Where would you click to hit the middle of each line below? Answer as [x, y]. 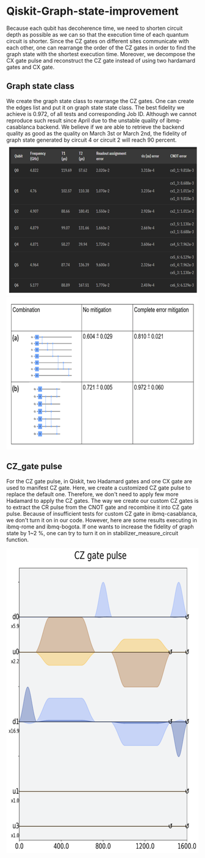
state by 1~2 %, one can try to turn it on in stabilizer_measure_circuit [92, 533]
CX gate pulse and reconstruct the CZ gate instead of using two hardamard [101, 60]
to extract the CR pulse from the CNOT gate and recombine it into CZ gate [99, 507]
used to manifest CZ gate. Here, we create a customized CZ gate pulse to [99, 488]
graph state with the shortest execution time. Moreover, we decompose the [101, 54]
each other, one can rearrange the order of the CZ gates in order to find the [101, 48]
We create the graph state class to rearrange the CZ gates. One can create [100, 101]
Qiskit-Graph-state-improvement [92, 11]
